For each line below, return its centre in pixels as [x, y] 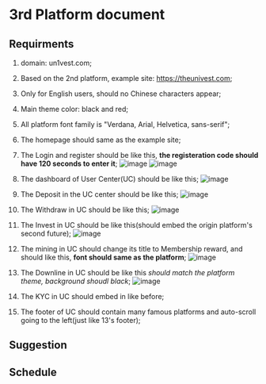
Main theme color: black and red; [74, 109]
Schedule [33, 372]
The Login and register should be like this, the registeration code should [139, 155]
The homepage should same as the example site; [101, 140]
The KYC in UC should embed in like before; [92, 296]
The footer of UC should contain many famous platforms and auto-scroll [138, 312]
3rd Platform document [87, 15]
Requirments [42, 44]
